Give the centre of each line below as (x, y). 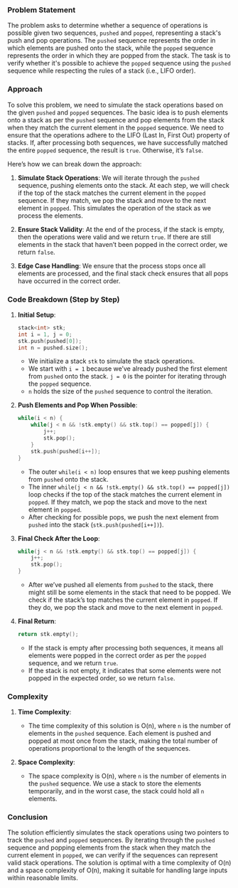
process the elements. (50, 216)
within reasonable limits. (43, 878)
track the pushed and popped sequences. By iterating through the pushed (111, 840)
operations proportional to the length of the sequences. (109, 749)
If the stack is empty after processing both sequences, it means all (126, 647)
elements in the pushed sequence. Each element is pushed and (120, 734)
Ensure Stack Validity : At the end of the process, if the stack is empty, (121, 229)
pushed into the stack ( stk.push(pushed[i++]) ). (96, 524)
